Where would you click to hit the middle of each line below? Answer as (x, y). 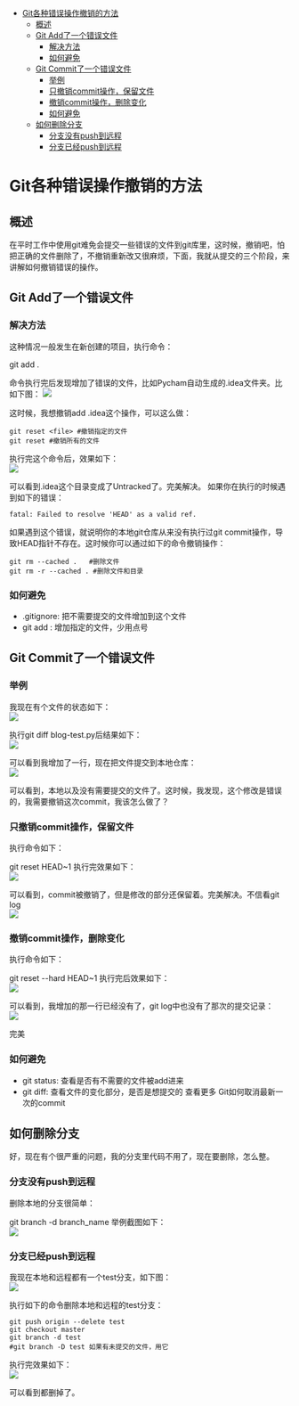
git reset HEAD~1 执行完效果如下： (73, 866)
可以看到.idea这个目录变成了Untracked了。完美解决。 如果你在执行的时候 (144, 486)
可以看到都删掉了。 (44, 1392)
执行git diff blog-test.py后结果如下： (76, 734)
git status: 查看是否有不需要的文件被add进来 (103, 1080)
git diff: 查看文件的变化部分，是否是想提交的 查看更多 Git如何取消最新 (149, 1091)
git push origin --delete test (67, 1321)
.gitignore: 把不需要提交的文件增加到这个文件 (104, 616)
